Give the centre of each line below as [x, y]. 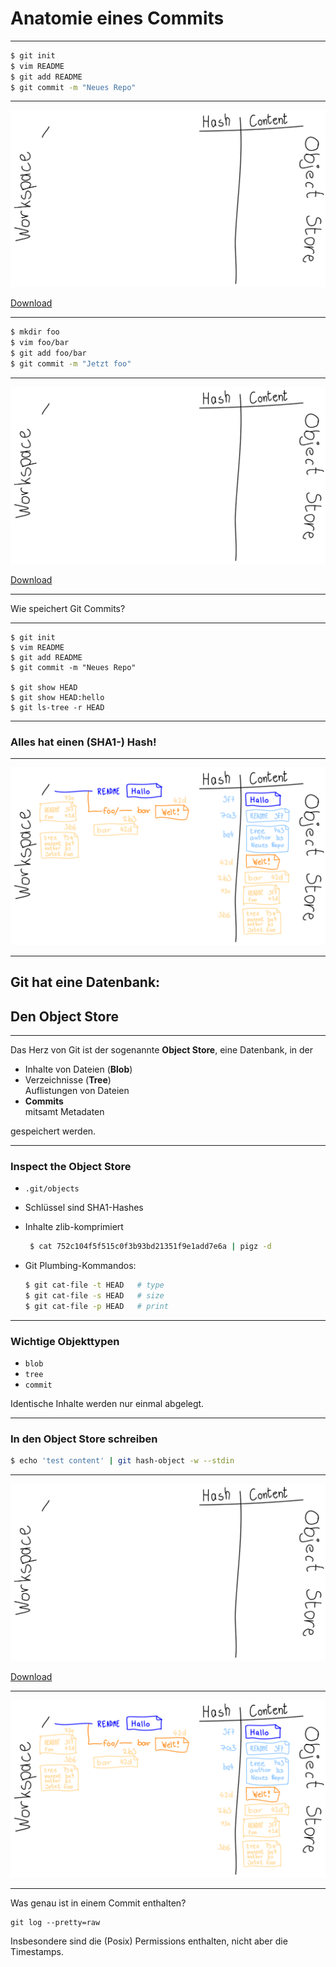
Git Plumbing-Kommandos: [80, 1266]
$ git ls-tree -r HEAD [57, 707]
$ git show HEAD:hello [57, 697]
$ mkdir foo [35, 332]
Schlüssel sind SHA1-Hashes [84, 1208]
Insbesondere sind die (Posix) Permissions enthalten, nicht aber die [149, 1941]
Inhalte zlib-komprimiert [74, 1227]
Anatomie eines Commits [117, 18]
